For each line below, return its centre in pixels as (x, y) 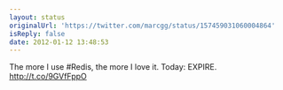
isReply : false (37, 34)
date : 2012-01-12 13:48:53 (59, 42)
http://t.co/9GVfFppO (48, 77)
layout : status (37, 17)
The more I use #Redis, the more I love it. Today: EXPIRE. (113, 67)
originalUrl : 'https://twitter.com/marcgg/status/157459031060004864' (142, 26)
